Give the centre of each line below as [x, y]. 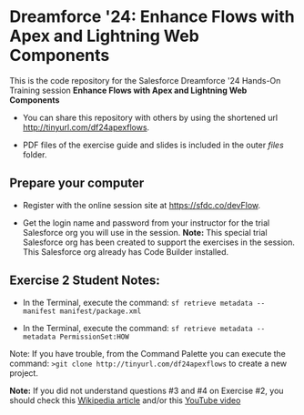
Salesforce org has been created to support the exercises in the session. [159, 242]
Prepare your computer [77, 183]
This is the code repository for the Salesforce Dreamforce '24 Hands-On [145, 80]
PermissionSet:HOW [94, 337]
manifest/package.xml [101, 311]
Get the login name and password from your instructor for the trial [146, 223]
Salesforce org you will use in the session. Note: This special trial [145, 232]
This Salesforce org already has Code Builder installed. [126, 251]
